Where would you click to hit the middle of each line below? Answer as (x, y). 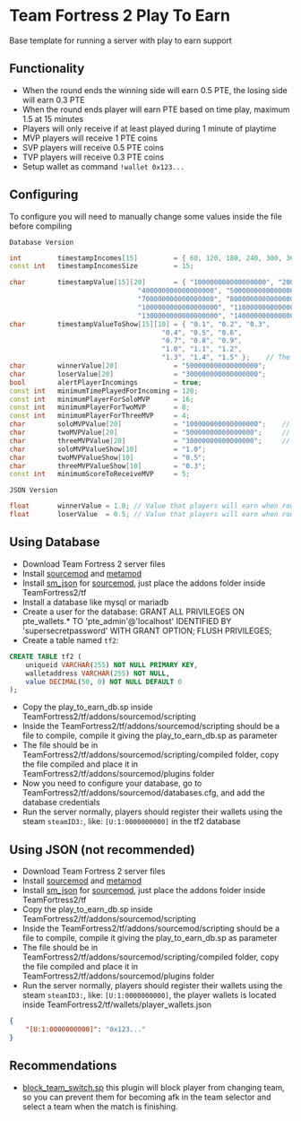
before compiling (41, 226)
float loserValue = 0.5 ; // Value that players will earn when (144, 515)
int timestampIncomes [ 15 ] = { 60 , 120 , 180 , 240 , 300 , (146, 258)
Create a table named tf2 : (70, 640)
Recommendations (63, 1066)
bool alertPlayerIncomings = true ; (106, 382)
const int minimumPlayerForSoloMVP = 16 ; (102, 399)
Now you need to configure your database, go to (112, 783)
